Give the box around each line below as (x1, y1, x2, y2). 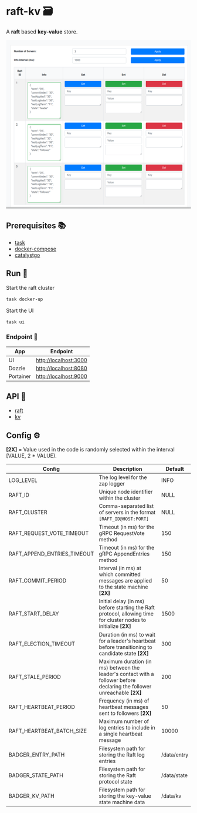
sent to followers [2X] (98, 710, 152, 717)
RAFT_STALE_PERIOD (8, 674, 62, 681)
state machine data (98, 799, 145, 806)
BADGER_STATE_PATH (8, 771, 63, 779)
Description (113, 465, 142, 472)
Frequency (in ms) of (98, 697, 150, 704)
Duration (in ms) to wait (98, 631, 155, 638)
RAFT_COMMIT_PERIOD (8, 577, 67, 584)
